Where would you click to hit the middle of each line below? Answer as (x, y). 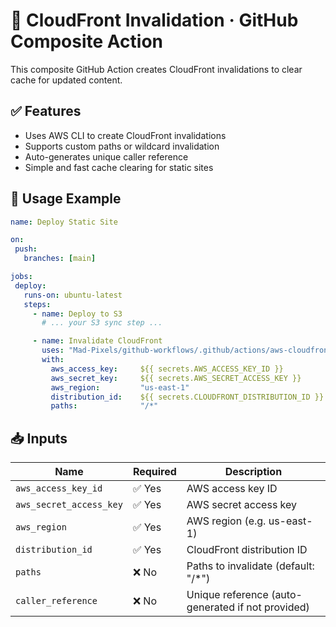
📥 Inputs (39, 438)
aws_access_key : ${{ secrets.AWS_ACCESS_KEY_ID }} (167, 369)
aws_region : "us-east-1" (120, 387)
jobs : (21, 277)
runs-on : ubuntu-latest (73, 295)
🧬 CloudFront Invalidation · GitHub (154, 20)
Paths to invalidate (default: (250, 566)
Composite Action (87, 41)
